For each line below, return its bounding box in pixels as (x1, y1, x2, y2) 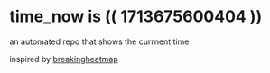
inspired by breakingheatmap (9, 53, 119, 64)
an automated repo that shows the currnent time (9, 36, 190, 47)
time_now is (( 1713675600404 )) (9, 6, 263, 27)
